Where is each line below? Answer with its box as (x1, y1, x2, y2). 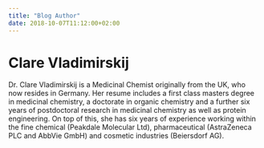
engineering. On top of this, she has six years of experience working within (8, 114, 257, 124)
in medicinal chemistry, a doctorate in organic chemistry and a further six (8, 97, 250, 106)
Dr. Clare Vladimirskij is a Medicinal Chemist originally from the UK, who (8, 80, 246, 90)
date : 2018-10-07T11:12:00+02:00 (8, 19, 120, 27)
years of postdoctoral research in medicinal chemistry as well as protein (8, 106, 246, 115)
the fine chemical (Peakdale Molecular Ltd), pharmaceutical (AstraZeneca (8, 122, 253, 132)
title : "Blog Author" (8, 11, 81, 20)
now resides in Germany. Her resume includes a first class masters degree (8, 89, 255, 98)
